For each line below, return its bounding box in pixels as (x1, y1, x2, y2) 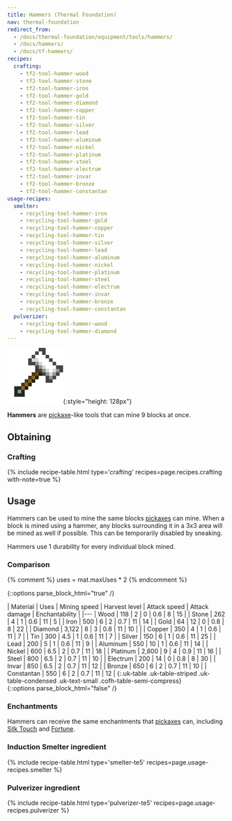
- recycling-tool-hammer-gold (20, 217, 108, 225)
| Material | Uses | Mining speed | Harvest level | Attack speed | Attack (7, 603, 209, 611)
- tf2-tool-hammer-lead (20, 129, 89, 136)
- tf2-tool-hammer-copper (20, 107, 95, 114)
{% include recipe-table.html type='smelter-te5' (7, 758, 145, 767)
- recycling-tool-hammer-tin (20, 232, 105, 239)
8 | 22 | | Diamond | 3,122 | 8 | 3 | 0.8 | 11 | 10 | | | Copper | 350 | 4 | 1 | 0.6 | (7, 625, 222, 633)
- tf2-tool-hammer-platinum (20, 151, 101, 158)
